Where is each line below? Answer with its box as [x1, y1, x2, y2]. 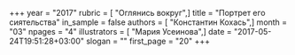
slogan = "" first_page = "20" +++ [85, 35, 211, 46]
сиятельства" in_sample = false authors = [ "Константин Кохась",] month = [9, 17, 288, 27]
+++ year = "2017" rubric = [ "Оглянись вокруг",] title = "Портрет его [9, 8, 266, 18]
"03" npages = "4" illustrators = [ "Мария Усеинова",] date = [9, 27, 232, 36]
